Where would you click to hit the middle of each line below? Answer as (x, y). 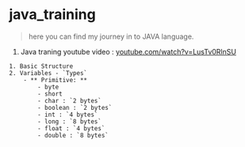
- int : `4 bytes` (68, 115)
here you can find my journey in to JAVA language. (111, 36)
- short (50, 94)
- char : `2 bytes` (70, 100)
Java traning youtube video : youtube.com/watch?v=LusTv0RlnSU (128, 51)
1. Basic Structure (41, 66)
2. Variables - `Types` (48, 73)
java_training (52, 15)
